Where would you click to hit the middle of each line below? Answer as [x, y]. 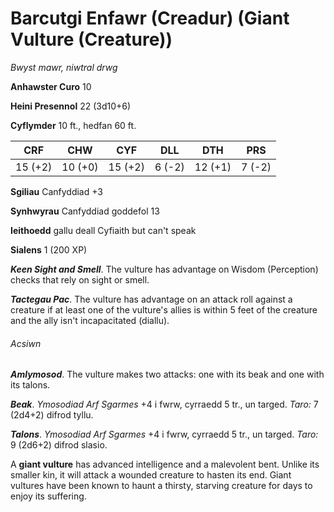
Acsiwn [26, 343]
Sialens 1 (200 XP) [49, 249]
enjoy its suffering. [48, 496]
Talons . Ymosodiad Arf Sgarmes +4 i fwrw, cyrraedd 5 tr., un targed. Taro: [164, 434]
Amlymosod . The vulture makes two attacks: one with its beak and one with [167, 374]
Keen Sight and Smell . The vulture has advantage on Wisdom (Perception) [164, 269]
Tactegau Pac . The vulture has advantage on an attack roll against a [151, 299]
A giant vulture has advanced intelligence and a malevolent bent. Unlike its [165, 464]
